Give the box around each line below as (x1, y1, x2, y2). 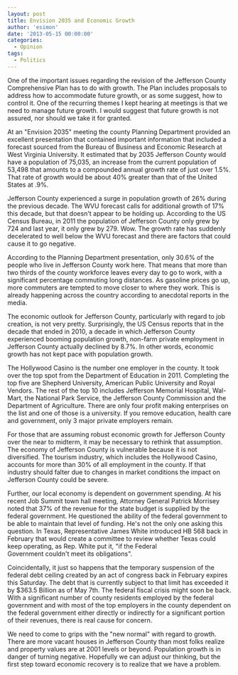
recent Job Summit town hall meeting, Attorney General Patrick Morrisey (7, 496, 220, 505)
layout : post (7, 10, 46, 18)
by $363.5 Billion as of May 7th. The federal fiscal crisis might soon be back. (7, 586, 232, 594)
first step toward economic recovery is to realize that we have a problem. (7, 659, 222, 668)
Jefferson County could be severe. (7, 475, 109, 483)
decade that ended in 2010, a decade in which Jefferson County (7, 327, 195, 336)
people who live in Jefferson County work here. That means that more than (7, 260, 227, 269)
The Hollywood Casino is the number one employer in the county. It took (7, 363, 220, 372)
